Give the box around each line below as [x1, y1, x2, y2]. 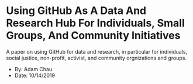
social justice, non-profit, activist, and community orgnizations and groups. [6, 54, 187, 61]
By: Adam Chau [14, 65, 53, 72]
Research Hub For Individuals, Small [6, 16, 185, 30]
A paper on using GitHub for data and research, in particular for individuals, [6, 48, 188, 55]
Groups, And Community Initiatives [6, 29, 181, 42]
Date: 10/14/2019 [14, 72, 56, 79]
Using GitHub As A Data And [6, 4, 147, 17]
